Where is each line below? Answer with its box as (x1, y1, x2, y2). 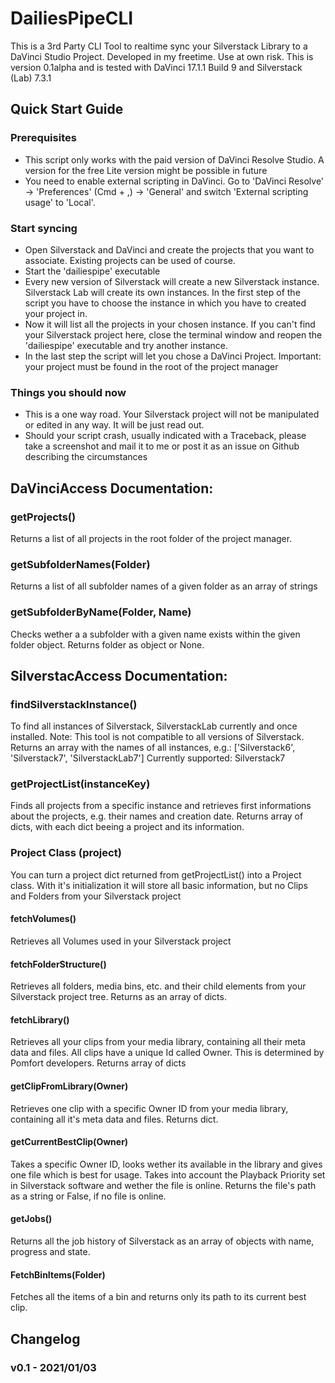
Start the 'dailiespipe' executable (24, 265, 161, 277)
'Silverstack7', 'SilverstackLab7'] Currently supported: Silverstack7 (10, 752, 286, 764)
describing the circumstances (24, 451, 148, 463)
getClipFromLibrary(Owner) (10, 1080, 129, 1092)
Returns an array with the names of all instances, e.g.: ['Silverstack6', (10, 742, 296, 754)
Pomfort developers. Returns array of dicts (10, 1057, 187, 1069)
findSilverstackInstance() (10, 697, 138, 711)
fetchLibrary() (10, 1013, 70, 1026)
